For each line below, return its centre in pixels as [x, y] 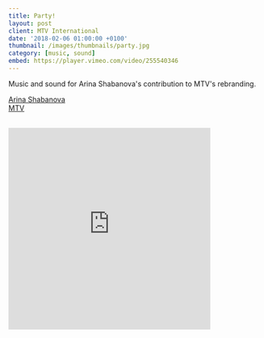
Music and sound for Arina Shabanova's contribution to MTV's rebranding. [132, 83]
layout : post [30, 23]
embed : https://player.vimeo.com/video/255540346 [94, 61]
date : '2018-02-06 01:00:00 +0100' [68, 38]
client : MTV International [54, 31]
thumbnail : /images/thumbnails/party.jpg [79, 46]
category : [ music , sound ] [52, 53]
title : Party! [32, 16]
